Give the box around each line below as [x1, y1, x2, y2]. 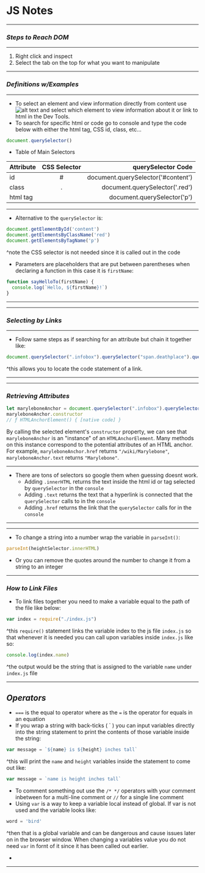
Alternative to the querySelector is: [15, 214, 103, 222]
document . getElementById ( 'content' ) [6, 226, 99, 233]
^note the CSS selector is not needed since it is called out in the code [6, 248, 181, 256]
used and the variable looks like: [15, 806, 96, 814]
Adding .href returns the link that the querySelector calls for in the [24, 504, 192, 511]
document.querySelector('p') [109, 193, 193, 201]
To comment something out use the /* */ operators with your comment [15, 787, 196, 794]
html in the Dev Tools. [15, 112, 70, 120]
